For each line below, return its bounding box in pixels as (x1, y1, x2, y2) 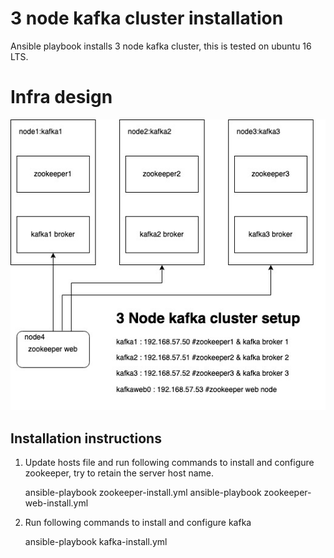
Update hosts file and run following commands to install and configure (24, 456, 315, 468)
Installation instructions (10, 430, 162, 447)
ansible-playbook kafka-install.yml (24, 535, 168, 547)
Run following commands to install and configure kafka (24, 516, 252, 528)
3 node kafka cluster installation (10, 7, 284, 30)
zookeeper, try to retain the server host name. (24, 467, 215, 479)
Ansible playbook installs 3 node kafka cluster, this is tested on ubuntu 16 (10, 40, 312, 52)
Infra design (10, 86, 113, 109)
